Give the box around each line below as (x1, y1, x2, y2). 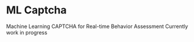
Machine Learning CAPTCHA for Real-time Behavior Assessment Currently (6, 23, 188, 30)
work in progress (6, 29, 47, 36)
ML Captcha (6, 3, 67, 17)
